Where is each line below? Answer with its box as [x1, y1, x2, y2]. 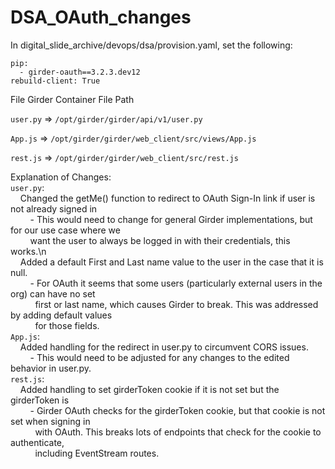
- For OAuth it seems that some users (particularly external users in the [29, 277, 323, 289]
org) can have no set [10, 287, 96, 300]
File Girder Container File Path [10, 93, 135, 105]
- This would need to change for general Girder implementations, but [29, 213, 313, 225]
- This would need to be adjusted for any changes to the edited [29, 351, 290, 363]
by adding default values [10, 309, 113, 321]
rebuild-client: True [10, 76, 101, 86]
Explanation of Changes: [10, 171, 112, 183]
